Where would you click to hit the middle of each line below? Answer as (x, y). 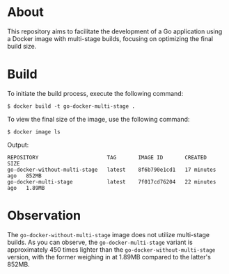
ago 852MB (24, 176)
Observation (44, 216)
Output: (18, 145)
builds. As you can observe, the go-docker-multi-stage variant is (100, 242)
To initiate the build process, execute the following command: (95, 93)
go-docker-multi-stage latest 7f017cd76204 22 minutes (112, 182)
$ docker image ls (34, 132)
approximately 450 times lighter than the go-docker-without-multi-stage (111, 249)
